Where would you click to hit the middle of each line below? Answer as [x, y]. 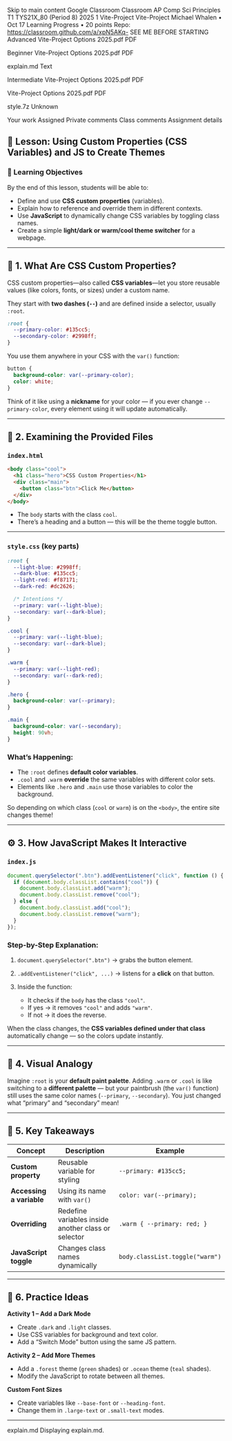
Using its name [82, 1191]
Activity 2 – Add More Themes [51, 1355]
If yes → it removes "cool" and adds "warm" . [90, 1007]
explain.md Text [30, 66]
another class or [84, 1228]
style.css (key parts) [43, 547]
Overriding [29, 1223]
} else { [26, 901]
